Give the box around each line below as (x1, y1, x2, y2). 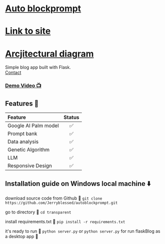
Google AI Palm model (7, 122, 59, 129)
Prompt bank (7, 130, 38, 137)
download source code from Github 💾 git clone (5, 195, 102, 201)
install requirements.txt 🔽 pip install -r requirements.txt (5, 218, 126, 224)
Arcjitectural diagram (5, 48, 94, 59)
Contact (5, 70, 21, 75)
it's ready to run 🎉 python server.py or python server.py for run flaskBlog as (5, 228, 161, 234)
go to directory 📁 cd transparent (5, 209, 71, 215)
